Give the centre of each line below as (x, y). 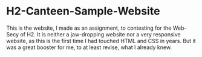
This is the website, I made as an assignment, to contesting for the (89, 28)
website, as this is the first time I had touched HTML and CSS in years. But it (101, 41)
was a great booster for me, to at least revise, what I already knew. (89, 47)
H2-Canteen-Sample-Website (83, 11)
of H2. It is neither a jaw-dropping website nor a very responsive (100, 34)
